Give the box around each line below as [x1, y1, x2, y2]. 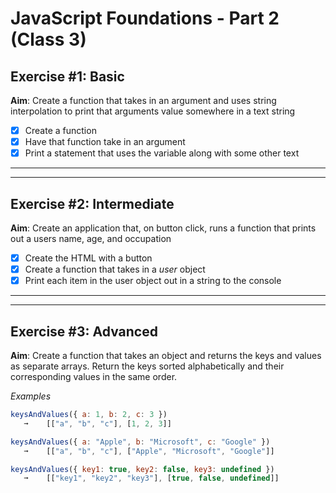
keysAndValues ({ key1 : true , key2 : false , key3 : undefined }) [10, 464, 275, 474]
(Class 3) [10, 28, 87, 51]
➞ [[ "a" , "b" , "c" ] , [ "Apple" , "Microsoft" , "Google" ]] [23, 446, 275, 456]
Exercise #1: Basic [10, 68, 125, 85]
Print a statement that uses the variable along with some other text [24, 147, 300, 159]
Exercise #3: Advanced [10, 323, 158, 340]
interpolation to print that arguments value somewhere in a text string [10, 105, 296, 117]
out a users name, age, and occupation [10, 233, 172, 244]
